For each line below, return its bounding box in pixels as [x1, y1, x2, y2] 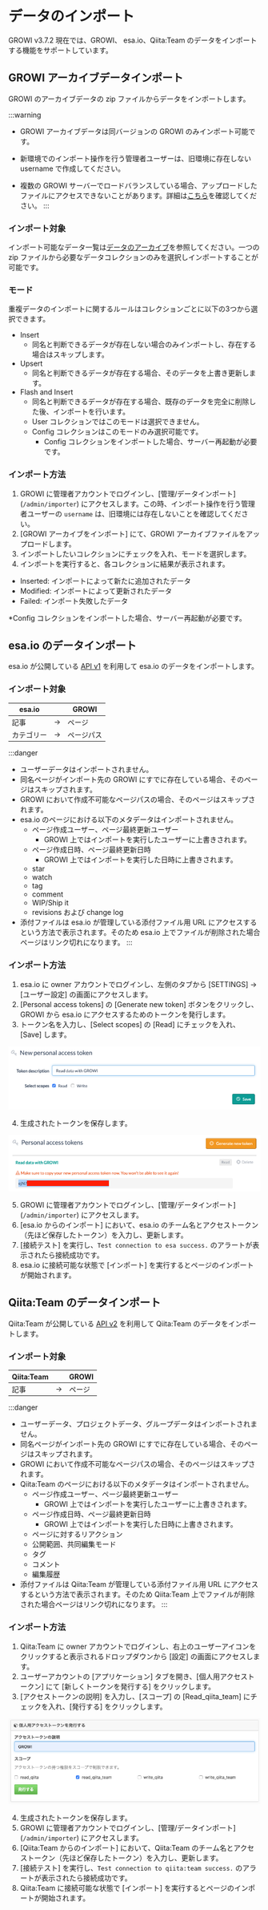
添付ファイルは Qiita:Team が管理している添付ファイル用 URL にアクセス [19, 1580, 258, 1589]
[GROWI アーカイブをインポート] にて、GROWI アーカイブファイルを [19, 528, 246, 538]
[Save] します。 [19, 1030, 71, 1039]
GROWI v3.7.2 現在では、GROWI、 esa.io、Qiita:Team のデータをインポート [8, 35, 258, 45]
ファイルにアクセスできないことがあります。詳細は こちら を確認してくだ [19, 190, 258, 200]
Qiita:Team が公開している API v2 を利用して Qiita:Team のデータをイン [8, 1318, 242, 1328]
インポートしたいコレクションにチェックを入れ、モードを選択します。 [19, 548, 251, 558]
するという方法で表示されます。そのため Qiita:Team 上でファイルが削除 [19, 1589, 255, 1600]
